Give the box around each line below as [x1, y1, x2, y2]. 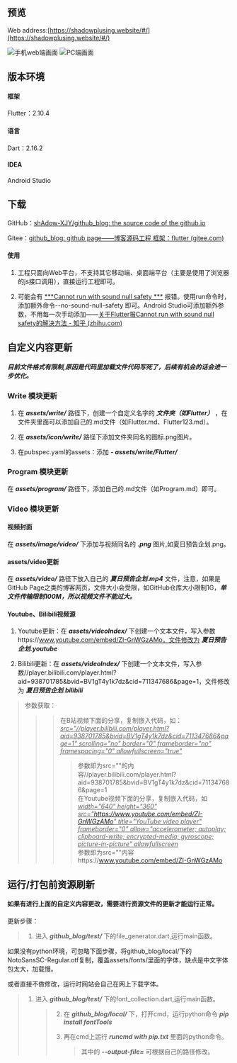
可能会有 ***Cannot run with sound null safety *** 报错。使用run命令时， [17, 292, 231, 300]
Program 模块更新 [7, 467, 69, 477]
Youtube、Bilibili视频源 [7, 609, 76, 618]
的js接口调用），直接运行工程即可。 [17, 277, 119, 286]
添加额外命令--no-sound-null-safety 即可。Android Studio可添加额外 [17, 300, 218, 310]
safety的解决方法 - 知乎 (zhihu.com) [17, 318, 122, 327]
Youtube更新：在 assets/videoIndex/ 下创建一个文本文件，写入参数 [17, 626, 216, 636]
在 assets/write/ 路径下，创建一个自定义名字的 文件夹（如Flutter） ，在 [17, 408, 228, 417]
